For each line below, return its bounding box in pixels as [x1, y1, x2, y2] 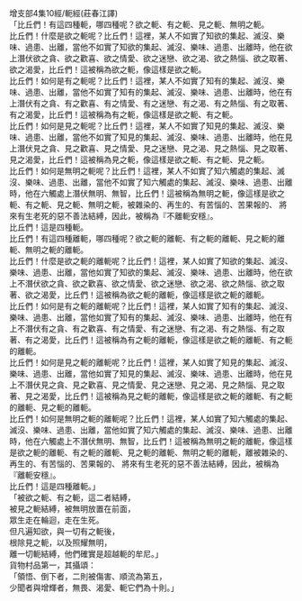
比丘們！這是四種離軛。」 [9, 481, 101, 491]
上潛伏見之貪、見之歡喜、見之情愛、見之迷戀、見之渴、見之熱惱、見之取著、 [9, 143, 293, 153]
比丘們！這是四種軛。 [9, 222, 88, 232]
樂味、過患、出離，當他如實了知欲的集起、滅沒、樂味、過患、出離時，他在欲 [9, 267, 293, 278]
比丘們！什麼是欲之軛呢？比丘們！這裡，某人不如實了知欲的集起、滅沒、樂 [9, 31, 285, 41]
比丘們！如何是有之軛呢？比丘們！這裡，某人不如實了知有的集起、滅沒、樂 [9, 76, 285, 86]
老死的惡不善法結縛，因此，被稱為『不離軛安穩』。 [32, 211, 218, 221]
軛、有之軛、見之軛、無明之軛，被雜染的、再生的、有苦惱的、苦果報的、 [9, 199, 277, 210]
